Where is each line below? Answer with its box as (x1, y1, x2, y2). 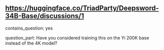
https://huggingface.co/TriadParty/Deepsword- (5, 4, 159, 12)
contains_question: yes (5, 25, 53, 31)
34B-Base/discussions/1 (5, 12, 85, 20)
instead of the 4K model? (5, 40, 57, 46)
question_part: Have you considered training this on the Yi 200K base (5, 34, 149, 40)
